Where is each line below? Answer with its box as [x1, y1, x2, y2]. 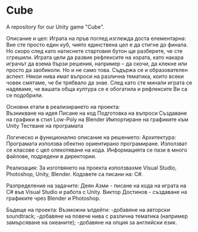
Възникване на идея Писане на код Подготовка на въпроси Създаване [6, 109, 187, 117]
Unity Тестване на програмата [6, 122, 83, 129]
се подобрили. [6, 92, 43, 99]
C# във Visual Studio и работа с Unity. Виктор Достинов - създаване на [6, 188, 187, 195]
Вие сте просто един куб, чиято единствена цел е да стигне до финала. [6, 41, 188, 48]
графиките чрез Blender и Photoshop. [6, 195, 100, 202]
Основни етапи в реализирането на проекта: [6, 103, 120, 110]
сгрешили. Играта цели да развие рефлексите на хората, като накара [6, 54, 184, 61]
